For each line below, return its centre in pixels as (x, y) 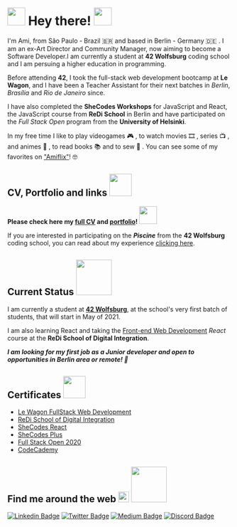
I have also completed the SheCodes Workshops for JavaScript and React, (117, 106)
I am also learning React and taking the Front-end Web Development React (117, 330)
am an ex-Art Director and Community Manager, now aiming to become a (114, 48)
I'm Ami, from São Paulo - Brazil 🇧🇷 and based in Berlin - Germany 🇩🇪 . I (116, 41)
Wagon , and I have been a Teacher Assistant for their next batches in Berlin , (119, 85)
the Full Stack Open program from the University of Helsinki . (97, 122)
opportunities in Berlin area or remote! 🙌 (68, 359)
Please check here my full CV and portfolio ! (73, 221)
